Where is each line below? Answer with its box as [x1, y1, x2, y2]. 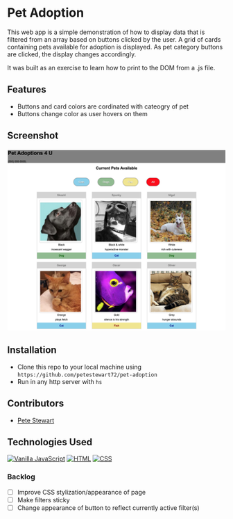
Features [7, 83, 46, 95]
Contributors [7, 398, 64, 410]
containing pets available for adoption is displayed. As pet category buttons [7, 42, 223, 51]
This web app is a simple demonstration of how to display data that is [7, 28, 205, 36]
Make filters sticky [17, 495, 71, 504]
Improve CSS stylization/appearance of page [17, 488, 146, 496]
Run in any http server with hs [17, 377, 103, 385]
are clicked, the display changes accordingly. [7, 50, 137, 58]
